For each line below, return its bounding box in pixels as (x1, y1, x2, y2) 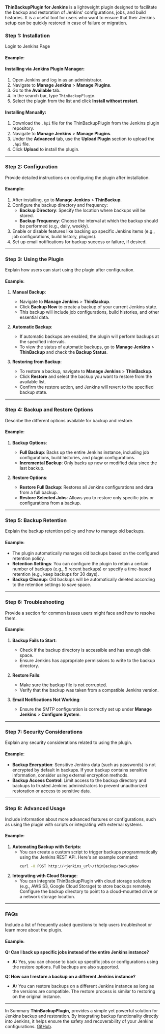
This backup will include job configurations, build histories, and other (19, 309, 160, 315)
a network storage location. (19, 893, 75, 899)
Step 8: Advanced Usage (5, 805, 66, 812)
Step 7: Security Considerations (5, 728, 83, 735)
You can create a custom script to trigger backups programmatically (19, 849, 158, 855)
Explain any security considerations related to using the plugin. (5, 739, 133, 745)
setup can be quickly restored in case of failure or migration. (5, 20, 128, 26)
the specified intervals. (19, 339, 66, 345)
